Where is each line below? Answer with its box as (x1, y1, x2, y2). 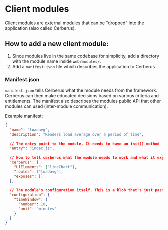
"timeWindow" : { (14, 197, 48, 202)
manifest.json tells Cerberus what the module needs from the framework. (5, 87, 157, 93)
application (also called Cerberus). (5, 25, 76, 31)
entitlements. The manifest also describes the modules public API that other (5, 98, 161, 104)
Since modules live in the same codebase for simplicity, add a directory (12, 53, 160, 59)
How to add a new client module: (5, 40, 109, 48)
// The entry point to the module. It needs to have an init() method (9, 141, 160, 146)
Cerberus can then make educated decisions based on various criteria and (5, 93, 159, 99)
